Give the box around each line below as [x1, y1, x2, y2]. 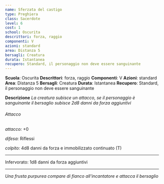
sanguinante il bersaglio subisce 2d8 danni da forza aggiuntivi [5, 100, 131, 106]
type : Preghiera [5, 12, 38, 17]
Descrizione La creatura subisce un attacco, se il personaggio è [5, 95, 135, 101]
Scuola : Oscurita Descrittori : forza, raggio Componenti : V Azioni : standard [5, 75, 157, 81]
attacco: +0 [5, 126, 29, 132]
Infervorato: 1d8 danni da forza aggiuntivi [5, 159, 88, 165]
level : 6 [5, 20, 23, 26]
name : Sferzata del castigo [5, 7, 62, 12]
